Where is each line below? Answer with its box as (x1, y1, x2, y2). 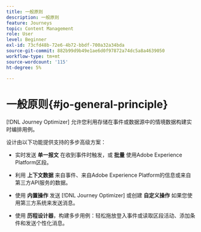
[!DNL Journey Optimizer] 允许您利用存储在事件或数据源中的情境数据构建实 (6, 118, 192, 126)
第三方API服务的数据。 (14, 179, 71, 186)
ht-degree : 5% (6, 64, 42, 71)
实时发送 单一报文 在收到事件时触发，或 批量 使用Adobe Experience (14, 151, 183, 159)
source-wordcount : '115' (6, 59, 68, 65)
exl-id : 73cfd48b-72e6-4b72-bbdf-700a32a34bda (6, 43, 125, 49)
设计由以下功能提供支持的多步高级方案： (6, 138, 106, 146)
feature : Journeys (6, 20, 52, 26)
